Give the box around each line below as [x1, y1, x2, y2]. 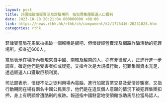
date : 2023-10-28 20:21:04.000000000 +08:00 [5, 16, 99, 21]
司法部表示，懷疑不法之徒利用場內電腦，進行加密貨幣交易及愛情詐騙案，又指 [5, 80, 162, 86]
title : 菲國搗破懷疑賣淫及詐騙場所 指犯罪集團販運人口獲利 [5, 12, 113, 17]
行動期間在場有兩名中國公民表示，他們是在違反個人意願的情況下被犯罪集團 [5, 86, 158, 92]
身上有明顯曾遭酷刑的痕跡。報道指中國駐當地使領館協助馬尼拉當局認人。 [13, 93, 162, 99]
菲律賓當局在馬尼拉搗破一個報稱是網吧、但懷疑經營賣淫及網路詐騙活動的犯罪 [5, 40, 162, 46]
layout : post [5, 7, 32, 12]
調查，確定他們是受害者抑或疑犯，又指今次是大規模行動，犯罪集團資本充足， [5, 63, 162, 69]
